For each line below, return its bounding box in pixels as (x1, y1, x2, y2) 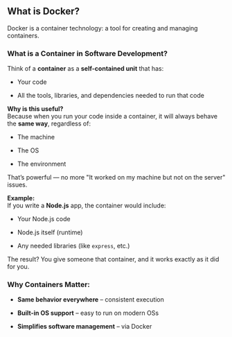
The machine (17, 133, 55, 141)
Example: (7, 194, 35, 202)
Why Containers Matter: (7, 280, 90, 290)
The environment (17, 159, 66, 168)
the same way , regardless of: (7, 119, 91, 128)
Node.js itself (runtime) (17, 228, 83, 236)
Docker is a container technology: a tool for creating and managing (7, 24, 199, 32)
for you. (7, 263, 30, 271)
